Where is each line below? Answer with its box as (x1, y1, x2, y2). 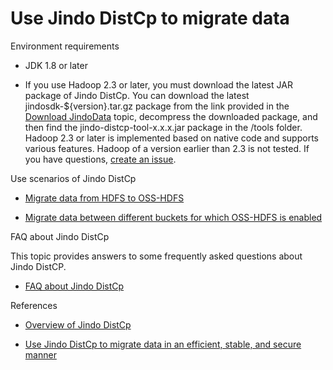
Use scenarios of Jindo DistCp (10, 172, 137, 184)
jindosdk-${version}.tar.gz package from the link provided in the (24, 100, 290, 112)
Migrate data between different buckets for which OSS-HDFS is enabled (24, 211, 323, 223)
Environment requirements (10, 40, 120, 52)
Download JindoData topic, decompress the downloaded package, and (24, 110, 318, 122)
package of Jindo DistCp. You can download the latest (24, 89, 250, 101)
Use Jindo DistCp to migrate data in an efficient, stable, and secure (24, 338, 302, 350)
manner (24, 348, 57, 361)
